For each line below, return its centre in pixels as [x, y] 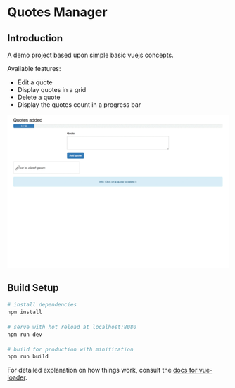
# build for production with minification [70, 349]
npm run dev [25, 335]
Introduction [35, 38]
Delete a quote [39, 97]
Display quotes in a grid [52, 90]
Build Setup [33, 288]
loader [17, 377]
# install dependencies [42, 305]
